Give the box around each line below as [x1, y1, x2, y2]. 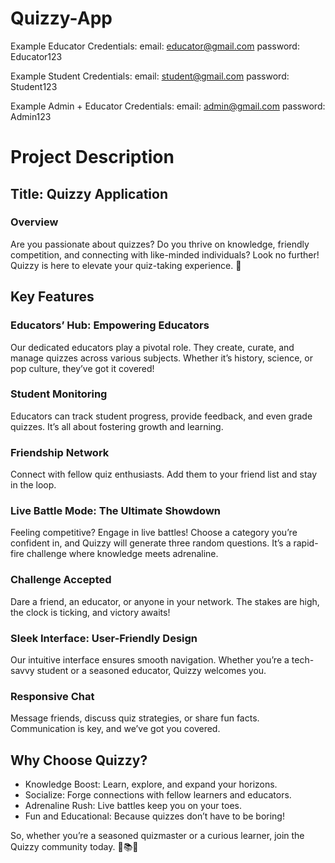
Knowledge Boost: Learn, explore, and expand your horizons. [24, 778, 278, 791]
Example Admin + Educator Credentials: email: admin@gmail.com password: [10, 100, 326, 112]
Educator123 [10, 50, 63, 62]
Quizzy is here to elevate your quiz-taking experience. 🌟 [10, 259, 242, 271]
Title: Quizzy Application [10, 185, 169, 202]
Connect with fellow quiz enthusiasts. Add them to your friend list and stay [10, 468, 318, 481]
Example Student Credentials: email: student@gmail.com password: [10, 70, 290, 82]
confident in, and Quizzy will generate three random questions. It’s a [10, 537, 292, 549]
